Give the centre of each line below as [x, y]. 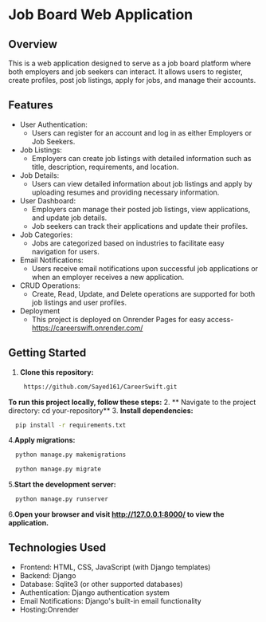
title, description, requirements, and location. [105, 167]
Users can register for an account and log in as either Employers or [142, 132]
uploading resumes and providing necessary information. [125, 192]
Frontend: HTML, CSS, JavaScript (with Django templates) [115, 567]
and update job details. [69, 218]
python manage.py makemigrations [71, 455]
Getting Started [47, 353]
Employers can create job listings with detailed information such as [141, 158]
